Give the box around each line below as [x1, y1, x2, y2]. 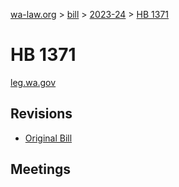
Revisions [10, 105, 73, 123]
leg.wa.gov [10, 76, 57, 88]
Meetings [10, 161, 72, 178]
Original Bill [24, 132, 73, 144]
